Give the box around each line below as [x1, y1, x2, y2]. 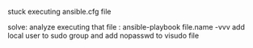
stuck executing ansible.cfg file [7, 7, 112, 16]
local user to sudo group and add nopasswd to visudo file [7, 31, 200, 40]
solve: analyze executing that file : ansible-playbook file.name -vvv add [7, 22, 246, 31]
